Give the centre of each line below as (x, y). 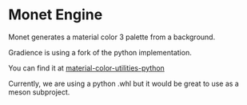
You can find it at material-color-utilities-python (87, 68)
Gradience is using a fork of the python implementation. (100, 52)
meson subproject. (39, 92)
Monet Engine (56, 15)
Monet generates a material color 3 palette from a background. (112, 37)
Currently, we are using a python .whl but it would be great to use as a (124, 83)
